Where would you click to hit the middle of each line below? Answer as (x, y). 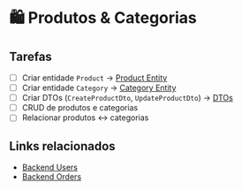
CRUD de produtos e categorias (80, 108)
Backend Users (49, 167)
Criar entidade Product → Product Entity (95, 78)
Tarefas (31, 56)
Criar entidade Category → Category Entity (99, 88)
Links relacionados (63, 146)
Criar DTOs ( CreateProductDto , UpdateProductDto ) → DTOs (128, 98)
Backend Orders (52, 177)
